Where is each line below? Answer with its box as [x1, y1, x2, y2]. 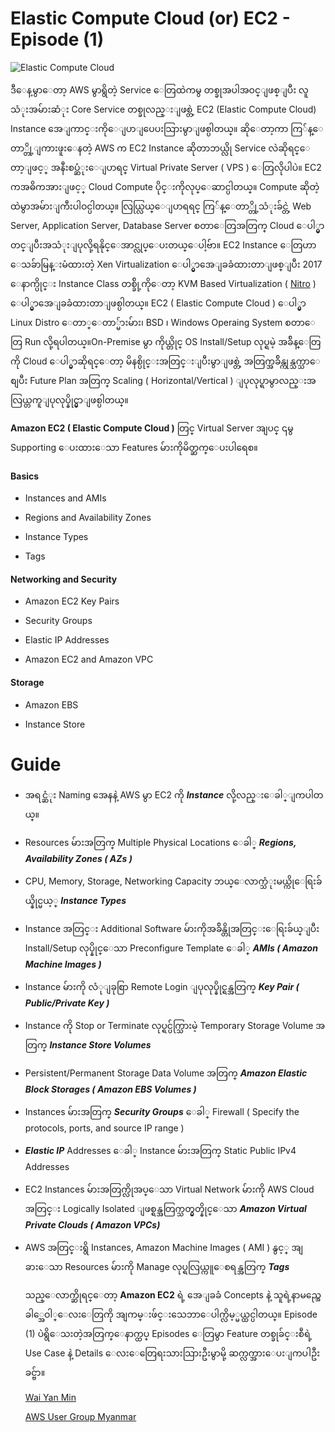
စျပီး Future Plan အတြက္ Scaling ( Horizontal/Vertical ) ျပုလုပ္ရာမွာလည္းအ [10, 374, 317, 386]
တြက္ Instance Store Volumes [24, 1039, 152, 1051]
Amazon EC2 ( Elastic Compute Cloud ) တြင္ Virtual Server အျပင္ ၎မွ [10, 422, 294, 434]
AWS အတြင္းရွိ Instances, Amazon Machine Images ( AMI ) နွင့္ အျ [24, 1242, 304, 1254]
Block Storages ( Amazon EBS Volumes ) [24, 1083, 197, 1096]
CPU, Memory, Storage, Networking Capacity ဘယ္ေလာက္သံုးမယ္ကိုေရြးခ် [24, 875, 323, 887]
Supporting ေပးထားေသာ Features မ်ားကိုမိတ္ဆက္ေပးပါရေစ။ [10, 441, 258, 453]
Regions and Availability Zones [24, 512, 152, 524]
